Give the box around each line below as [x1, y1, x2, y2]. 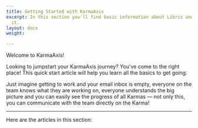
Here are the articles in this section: [6, 116, 93, 123]
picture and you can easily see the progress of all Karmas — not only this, [6, 93, 186, 100]
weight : [6, 31, 25, 36]
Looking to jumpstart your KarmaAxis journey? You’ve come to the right [6, 63, 180, 70]
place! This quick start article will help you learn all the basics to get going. [6, 69, 187, 76]
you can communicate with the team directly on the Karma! [6, 99, 150, 106]
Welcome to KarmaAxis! [6, 52, 65, 59]
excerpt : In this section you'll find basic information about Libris [6, 14, 183, 20]
